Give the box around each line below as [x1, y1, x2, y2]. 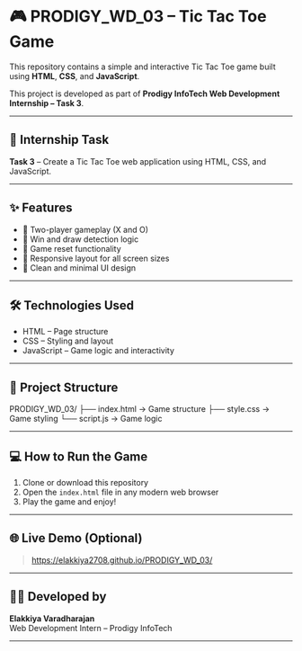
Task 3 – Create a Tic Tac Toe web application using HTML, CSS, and [9, 156, 267, 166]
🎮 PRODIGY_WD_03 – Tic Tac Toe [9, 6, 267, 27]
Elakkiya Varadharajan [9, 612, 95, 624]
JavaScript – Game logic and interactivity [22, 345, 175, 356]
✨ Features [9, 201, 73, 216]
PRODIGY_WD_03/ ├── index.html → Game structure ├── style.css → [9, 404, 271, 415]
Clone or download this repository [22, 477, 149, 487]
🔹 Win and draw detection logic [22, 234, 139, 245]
